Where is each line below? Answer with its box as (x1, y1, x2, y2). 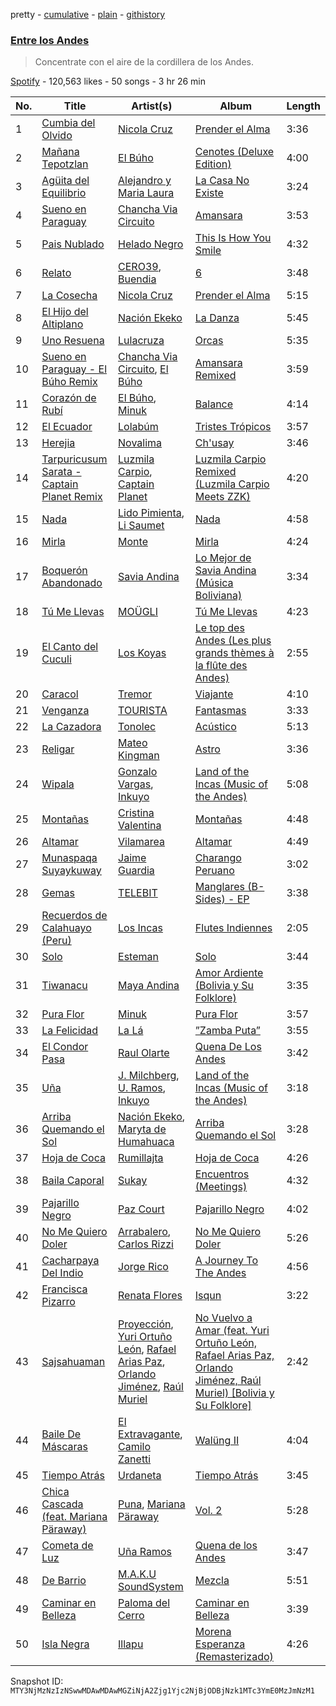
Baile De (41, 1427, 82, 1441)
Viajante (194, 687, 234, 701)
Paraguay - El (41, 362, 107, 376)
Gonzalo (118, 765, 158, 779)
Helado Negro (118, 237, 184, 251)
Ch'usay (194, 436, 235, 450)
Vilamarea (118, 835, 166, 849)
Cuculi (41, 652, 72, 666)
